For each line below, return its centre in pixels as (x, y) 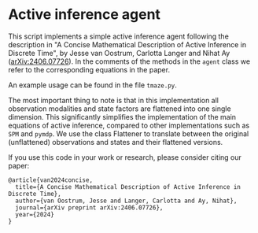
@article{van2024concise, (50, 180)
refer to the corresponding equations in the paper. (89, 69)
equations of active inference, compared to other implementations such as (129, 125)
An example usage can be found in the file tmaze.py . (92, 85)
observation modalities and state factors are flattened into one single (120, 109)
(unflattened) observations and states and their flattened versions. (116, 142)
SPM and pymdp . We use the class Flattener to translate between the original (129, 133)
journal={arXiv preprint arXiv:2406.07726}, (89, 207)
